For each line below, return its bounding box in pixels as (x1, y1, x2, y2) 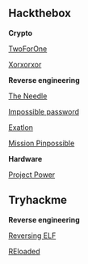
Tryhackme (8, 193, 67, 207)
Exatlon (8, 122, 34, 132)
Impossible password (8, 106, 79, 116)
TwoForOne (8, 44, 48, 54)
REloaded (8, 246, 40, 256)
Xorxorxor (8, 59, 42, 69)
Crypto (8, 28, 33, 37)
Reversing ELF (8, 231, 57, 240)
